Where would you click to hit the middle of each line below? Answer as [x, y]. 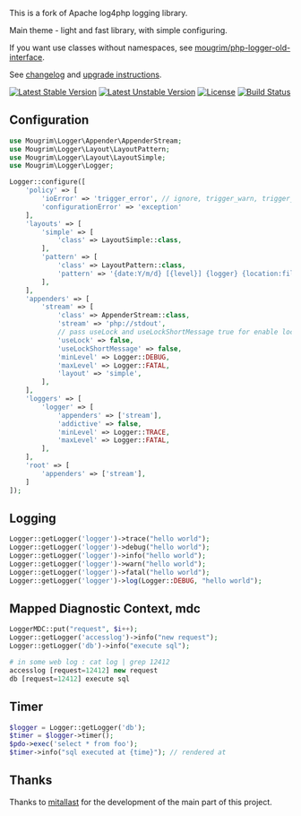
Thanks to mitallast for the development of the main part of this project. [141, 802]
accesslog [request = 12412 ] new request [84, 670]
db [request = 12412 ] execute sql [69, 679]
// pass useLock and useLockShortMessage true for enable [168, 332]
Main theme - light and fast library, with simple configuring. [119, 30]
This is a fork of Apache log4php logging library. [99, 13]
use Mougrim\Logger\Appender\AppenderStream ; [95, 141]
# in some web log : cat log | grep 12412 [90, 663]
